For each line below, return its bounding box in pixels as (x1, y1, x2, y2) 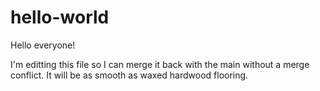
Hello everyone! (10, 39, 76, 51)
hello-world (10, 6, 110, 29)
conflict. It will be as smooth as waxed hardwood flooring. (10, 69, 249, 81)
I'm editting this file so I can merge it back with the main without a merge (10, 58, 310, 70)
